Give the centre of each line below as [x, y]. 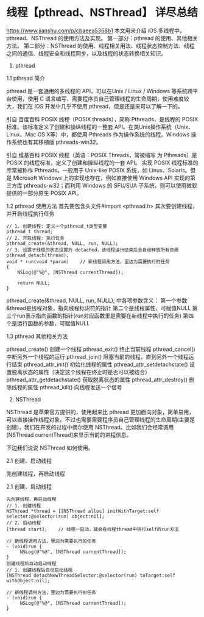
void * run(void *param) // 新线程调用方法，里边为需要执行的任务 [88, 262]
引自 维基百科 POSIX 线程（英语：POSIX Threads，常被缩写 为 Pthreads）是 [102, 155]
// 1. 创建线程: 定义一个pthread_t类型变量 [57, 226]
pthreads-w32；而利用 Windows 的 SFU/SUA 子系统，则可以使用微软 [111, 185]
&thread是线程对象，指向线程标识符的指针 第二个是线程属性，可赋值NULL [99, 308]
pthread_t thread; [30, 231]
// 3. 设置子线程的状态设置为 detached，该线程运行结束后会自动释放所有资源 [93, 250]
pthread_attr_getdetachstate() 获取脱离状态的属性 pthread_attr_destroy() [97, 379]
